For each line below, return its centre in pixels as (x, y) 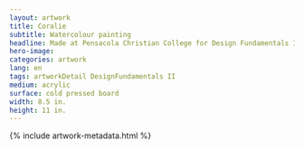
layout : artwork (40, 18)
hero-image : (32, 51)
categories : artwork (48, 60)
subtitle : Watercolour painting (70, 34)
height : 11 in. (38, 110)
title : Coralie (38, 26)
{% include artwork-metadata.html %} (81, 135)
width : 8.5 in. (38, 102)
